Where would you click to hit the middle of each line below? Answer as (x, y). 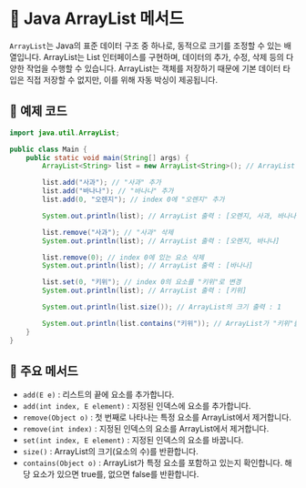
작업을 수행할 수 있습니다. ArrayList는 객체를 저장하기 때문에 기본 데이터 (153, 68)
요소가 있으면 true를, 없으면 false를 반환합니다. (116, 474)
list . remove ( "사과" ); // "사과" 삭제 (108, 232)
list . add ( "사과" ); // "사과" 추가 (102, 183)
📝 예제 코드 (39, 112)
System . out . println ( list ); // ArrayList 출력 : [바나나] (148, 266)
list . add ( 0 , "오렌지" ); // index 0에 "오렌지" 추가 (133, 199)
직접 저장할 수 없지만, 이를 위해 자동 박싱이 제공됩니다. (122, 79)
